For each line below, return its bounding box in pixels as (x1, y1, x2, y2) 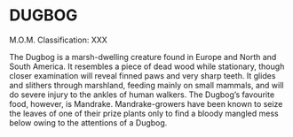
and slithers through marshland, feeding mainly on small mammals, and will (9, 80, 284, 90)
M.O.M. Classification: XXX (9, 34, 108, 45)
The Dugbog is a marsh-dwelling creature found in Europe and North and (9, 51, 277, 62)
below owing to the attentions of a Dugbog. (9, 117, 168, 128)
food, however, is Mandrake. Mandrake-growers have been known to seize (9, 98, 283, 109)
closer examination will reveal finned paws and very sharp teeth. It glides (9, 70, 276, 80)
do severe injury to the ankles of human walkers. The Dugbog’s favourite (9, 89, 275, 100)
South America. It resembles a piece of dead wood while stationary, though (9, 61, 285, 72)
